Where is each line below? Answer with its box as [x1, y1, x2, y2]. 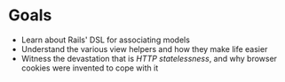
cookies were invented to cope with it [20, 63, 159, 73]
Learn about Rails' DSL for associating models [20, 34, 190, 45]
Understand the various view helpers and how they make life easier [20, 43, 268, 54]
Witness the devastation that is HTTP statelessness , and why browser [20, 53, 277, 63]
